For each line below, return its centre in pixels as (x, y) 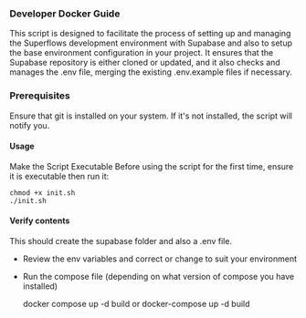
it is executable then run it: (59, 176)
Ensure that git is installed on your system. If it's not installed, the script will (151, 116)
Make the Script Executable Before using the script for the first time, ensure (152, 166)
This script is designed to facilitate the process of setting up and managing (150, 34)
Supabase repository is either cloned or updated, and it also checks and (145, 63)
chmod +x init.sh (42, 193)
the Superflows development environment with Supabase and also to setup (151, 43)
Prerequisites (40, 96)
